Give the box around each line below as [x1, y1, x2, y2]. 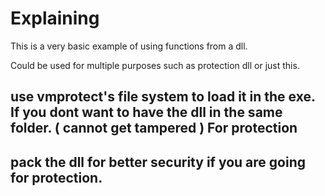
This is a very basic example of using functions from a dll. [10, 40, 248, 52]
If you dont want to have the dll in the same [10, 104, 283, 121]
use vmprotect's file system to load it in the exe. [10, 88, 316, 106]
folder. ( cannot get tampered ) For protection [10, 120, 298, 137]
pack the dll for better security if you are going [10, 153, 306, 171]
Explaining [10, 7, 100, 30]
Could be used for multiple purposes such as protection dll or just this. [10, 59, 300, 71]
